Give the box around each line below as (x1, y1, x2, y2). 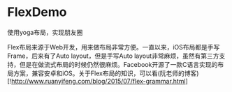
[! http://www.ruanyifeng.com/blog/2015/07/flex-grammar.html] (7, 77, 189, 85)
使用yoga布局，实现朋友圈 (7, 28, 83, 36)
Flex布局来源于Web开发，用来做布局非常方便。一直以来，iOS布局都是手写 (7, 43, 220, 51)
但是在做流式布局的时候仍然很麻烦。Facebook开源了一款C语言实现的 (19, 60, 218, 68)
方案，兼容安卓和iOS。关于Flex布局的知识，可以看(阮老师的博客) (13, 69, 199, 77)
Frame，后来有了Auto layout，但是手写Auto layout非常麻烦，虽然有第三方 (7, 52, 219, 60)
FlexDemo (7, 4, 68, 20)
